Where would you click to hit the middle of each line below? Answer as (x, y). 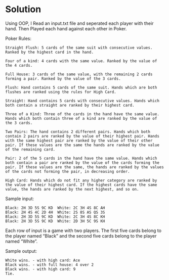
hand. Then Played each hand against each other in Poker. (66, 28)
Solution (23, 9)
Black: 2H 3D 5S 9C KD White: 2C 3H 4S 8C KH (55, 217)
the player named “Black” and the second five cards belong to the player (81, 236)
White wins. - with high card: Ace (43, 260)
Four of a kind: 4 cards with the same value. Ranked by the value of (81, 61)
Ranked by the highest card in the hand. (50, 52)
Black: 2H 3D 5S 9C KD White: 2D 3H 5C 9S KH (55, 221)
